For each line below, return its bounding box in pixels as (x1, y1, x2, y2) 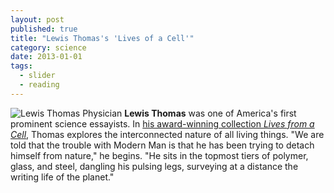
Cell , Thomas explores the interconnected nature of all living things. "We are (10, 128, 325, 140)
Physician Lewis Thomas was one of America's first (82, 107, 297, 119)
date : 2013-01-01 (10, 52, 83, 62)
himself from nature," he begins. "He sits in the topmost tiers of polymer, (10, 149, 309, 161)
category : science (10, 42, 87, 53)
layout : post (10, 14, 65, 25)
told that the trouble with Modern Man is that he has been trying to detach (10, 139, 315, 151)
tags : (10, 61, 33, 71)
